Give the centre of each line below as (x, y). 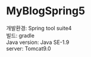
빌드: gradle (20, 35)
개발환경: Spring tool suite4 (39, 28)
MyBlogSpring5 (45, 11)
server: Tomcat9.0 (29, 48)
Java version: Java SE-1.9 (38, 42)
